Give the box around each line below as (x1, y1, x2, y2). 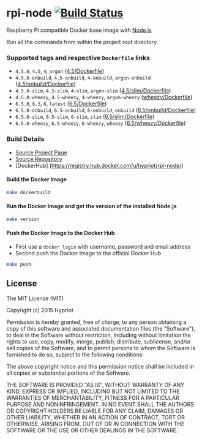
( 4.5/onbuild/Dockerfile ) (15, 80, 77, 88)
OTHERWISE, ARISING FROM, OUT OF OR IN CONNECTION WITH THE (6, 420, 185, 427)
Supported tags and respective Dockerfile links (6, 53, 150, 62)
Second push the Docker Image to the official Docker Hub (15, 249, 161, 257)
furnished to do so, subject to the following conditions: (6, 351, 144, 358)
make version (6, 216, 40, 222)
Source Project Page (15, 149, 67, 156)
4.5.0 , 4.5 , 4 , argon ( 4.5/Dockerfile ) (15, 67, 105, 75)
